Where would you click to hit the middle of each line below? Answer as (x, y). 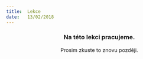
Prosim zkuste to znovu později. (99, 50)
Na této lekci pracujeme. (99, 37)
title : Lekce (24, 11)
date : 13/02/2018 (30, 17)
